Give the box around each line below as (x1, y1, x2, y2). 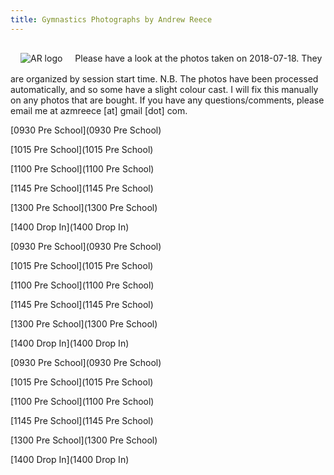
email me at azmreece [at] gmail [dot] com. (10, 104, 188, 116)
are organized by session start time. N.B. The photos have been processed (10, 72, 319, 85)
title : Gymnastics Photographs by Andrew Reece (10, 14, 213, 25)
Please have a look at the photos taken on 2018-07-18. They (74, 52, 323, 64)
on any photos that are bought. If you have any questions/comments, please (10, 94, 325, 106)
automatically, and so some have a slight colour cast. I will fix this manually (10, 83, 319, 95)
